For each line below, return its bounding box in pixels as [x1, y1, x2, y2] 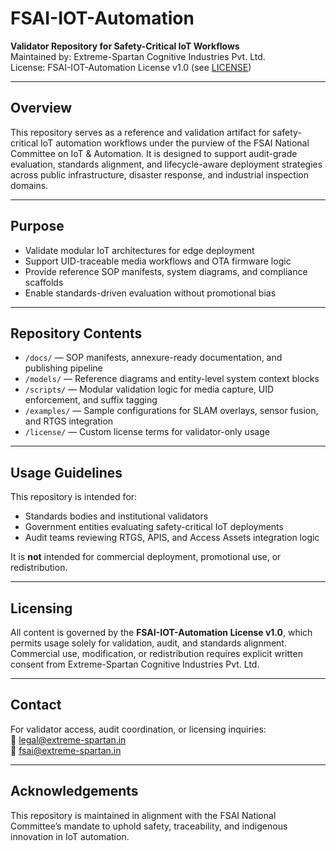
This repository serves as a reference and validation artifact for [10, 126, 271, 138]
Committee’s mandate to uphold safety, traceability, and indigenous [10, 820, 288, 832]
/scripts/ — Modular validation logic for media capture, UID [24, 383, 275, 396]
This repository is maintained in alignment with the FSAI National [10, 809, 277, 821]
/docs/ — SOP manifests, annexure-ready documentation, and [24, 352, 283, 364]
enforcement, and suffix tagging [24, 394, 158, 406]
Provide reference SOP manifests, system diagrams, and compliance [24, 265, 308, 277]
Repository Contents [10, 325, 143, 342]
